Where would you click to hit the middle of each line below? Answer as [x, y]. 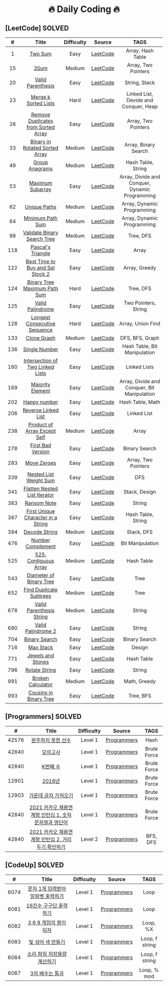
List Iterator [41, 495]
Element [40, 391]
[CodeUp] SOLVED [34, 865]
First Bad [40, 445]
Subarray [40, 189]
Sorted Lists [41, 103]
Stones [40, 662]
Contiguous [40, 561]
